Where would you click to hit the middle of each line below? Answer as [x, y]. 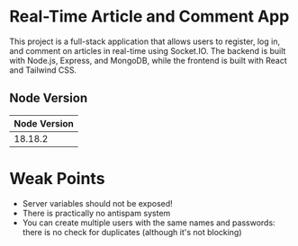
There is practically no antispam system [96, 213]
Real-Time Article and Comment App [149, 17]
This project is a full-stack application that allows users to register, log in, [145, 41]
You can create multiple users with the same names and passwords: [149, 223]
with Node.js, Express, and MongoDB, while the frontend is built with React [148, 60]
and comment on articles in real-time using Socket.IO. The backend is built [148, 50]
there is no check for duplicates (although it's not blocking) [132, 232]
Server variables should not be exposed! [97, 203]
